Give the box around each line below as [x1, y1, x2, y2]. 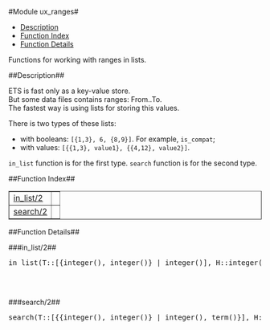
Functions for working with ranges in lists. [8, 55, 147, 64]
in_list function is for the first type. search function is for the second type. [8, 158, 258, 168]
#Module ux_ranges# [8, 7, 79, 16]
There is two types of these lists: [8, 119, 117, 128]
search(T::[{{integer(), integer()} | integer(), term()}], [8, 313, 251, 322]
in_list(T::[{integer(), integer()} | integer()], [8, 259, 212, 267]
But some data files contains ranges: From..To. [8, 95, 162, 104]
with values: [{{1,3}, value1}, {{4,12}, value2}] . [19, 143, 190, 152]
